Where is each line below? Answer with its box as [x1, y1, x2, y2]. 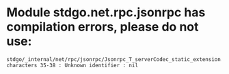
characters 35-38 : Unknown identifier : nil [6, 62, 138, 69]
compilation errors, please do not [6, 19, 199, 35]
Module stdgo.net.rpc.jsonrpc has [6, 5, 206, 20]
